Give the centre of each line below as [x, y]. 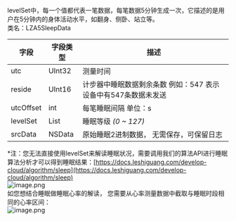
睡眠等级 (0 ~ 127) [114, 121]
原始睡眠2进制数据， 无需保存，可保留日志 [152, 134]
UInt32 [60, 71]
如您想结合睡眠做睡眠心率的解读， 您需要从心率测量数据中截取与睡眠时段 [113, 193]
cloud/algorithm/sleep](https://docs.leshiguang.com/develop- [97, 170]
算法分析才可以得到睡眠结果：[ [52, 162]
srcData [24, 134]
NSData [61, 134]
